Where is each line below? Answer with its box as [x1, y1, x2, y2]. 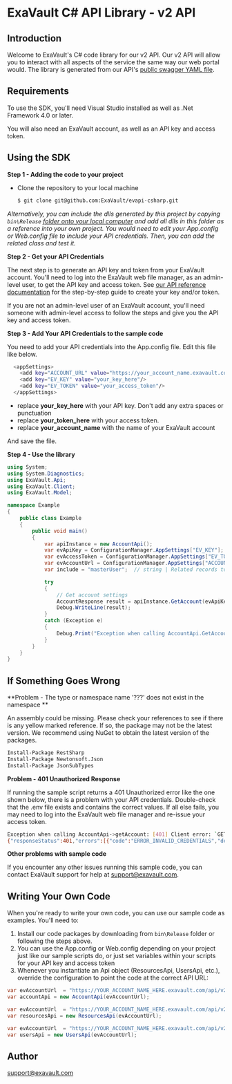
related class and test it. [7, 239, 76, 247]
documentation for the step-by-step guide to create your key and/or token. [7, 288, 220, 296]
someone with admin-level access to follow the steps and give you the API [7, 308, 219, 317]
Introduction [7, 32, 62, 44]
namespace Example [7, 502, 60, 509]
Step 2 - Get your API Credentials [7, 252, 104, 261]
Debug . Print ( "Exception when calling [56, 630, 166, 637]
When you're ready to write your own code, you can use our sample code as [7, 909, 225, 917]
